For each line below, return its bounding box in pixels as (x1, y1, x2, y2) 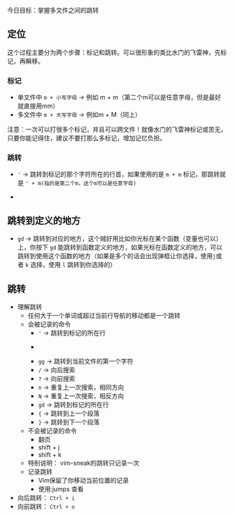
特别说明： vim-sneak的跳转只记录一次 (27, 459, 139, 468)
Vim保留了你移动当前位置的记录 (38, 476, 129, 485)
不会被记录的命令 (27, 427, 77, 435)
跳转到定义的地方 (7, 214, 81, 226)
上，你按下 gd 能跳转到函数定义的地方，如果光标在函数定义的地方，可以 (17, 243, 223, 252)
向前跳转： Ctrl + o (17, 502, 75, 511)
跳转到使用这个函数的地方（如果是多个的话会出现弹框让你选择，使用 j (17, 252, 216, 260)
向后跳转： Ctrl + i (17, 493, 75, 502)
